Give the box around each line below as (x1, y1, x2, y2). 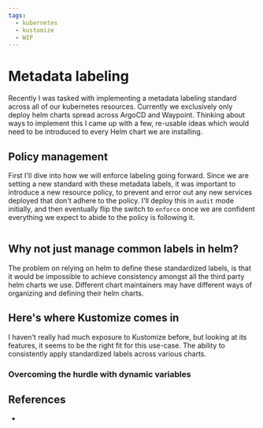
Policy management (8, 150, 109, 163)
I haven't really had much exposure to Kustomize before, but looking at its (8, 332, 247, 341)
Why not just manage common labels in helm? (8, 242, 239, 256)
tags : (8, 11, 26, 20)
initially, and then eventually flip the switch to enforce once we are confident (8, 204, 256, 214)
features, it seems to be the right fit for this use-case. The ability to (8, 341, 226, 350)
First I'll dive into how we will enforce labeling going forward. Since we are (8, 171, 250, 180)
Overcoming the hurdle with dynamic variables (8, 368, 191, 379)
